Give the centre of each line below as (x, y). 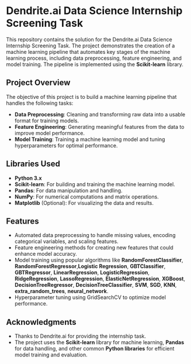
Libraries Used (33, 164)
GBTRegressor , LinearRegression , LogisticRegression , (82, 273)
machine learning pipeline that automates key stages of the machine (88, 51)
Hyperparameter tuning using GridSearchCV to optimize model (90, 297)
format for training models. (47, 121)
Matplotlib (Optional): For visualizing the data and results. (84, 202)
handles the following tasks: (40, 103)
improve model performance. (50, 133)
